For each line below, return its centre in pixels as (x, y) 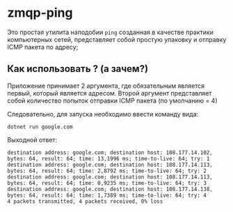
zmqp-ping (40, 13)
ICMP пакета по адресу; (43, 47)
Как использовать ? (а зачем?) (78, 69)
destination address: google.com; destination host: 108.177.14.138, (110, 189)
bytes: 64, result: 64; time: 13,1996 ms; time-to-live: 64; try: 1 (109, 158)
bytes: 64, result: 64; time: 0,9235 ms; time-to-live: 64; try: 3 (107, 183)
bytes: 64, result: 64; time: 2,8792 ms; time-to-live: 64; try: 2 (107, 171)
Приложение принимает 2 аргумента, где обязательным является (106, 86)
